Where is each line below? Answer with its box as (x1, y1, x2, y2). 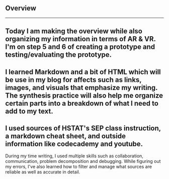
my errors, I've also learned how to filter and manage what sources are (5, 163, 152, 170)
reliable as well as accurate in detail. (5, 169, 80, 175)
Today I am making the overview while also (5, 27, 142, 36)
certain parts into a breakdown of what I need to (5, 99, 158, 108)
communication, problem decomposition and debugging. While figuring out (5, 158, 161, 164)
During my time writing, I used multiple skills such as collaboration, (5, 153, 143, 159)
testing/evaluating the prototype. (5, 50, 112, 59)
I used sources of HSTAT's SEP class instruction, (5, 124, 161, 132)
